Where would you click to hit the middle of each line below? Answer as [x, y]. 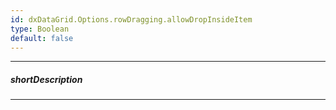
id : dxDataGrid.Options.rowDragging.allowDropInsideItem [131, 19]
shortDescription [46, 79]
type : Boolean [40, 29]
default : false [42, 38]
